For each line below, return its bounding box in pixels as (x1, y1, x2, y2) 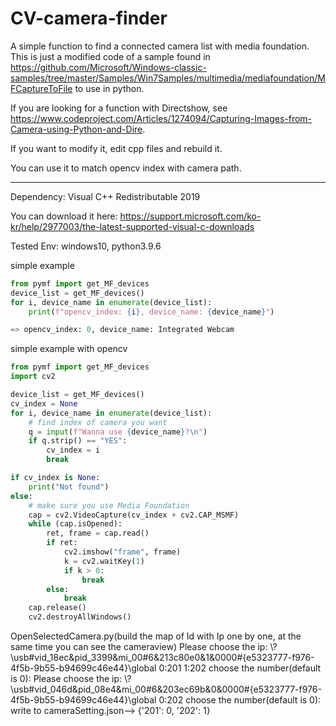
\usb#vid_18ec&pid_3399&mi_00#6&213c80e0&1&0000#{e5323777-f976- (10, 652, 315, 664)
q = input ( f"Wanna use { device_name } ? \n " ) (28, 427, 208, 437)
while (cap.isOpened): (28, 519, 123, 529)
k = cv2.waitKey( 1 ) (63, 556, 145, 566)
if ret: (46, 538, 78, 548)
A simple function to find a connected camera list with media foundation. (10, 40, 310, 52)
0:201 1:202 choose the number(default (158, 662, 322, 674)
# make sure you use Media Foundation (28, 500, 190, 511)
